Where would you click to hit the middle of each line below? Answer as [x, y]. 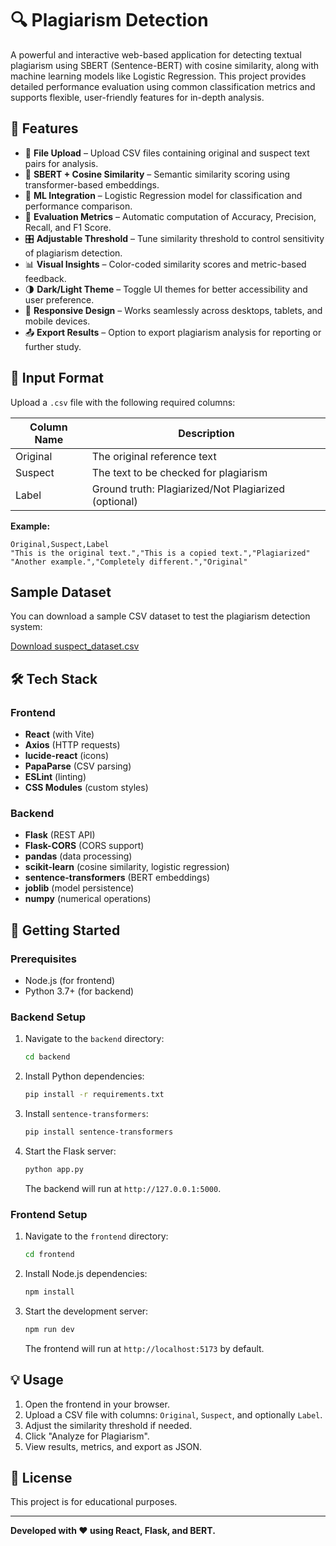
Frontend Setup [49, 1214]
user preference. [59, 299]
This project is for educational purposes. [94, 1502]
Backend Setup [48, 1017]
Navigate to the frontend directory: [96, 1236]
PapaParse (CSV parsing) [78, 766]
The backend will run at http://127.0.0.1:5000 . [123, 1188]
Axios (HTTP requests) [72, 745]
